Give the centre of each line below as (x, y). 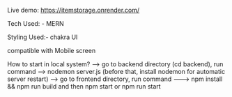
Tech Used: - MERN (36, 23)
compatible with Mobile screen (52, 51)
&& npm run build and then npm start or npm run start (84, 86)
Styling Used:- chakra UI (42, 37)
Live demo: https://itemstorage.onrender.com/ (74, 10)
